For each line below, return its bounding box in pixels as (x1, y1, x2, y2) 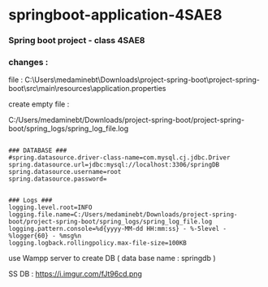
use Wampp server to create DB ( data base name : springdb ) (8, 254, 217, 263)
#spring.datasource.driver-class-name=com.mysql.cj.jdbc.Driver (8, 154, 231, 162)
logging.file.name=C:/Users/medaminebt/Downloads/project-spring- (8, 211, 238, 219)
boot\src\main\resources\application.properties (8, 84, 166, 93)
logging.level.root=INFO (8, 203, 93, 212)
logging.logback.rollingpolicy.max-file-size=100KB (8, 239, 187, 247)
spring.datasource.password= (8, 175, 107, 184)
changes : (8, 57, 49, 68)
